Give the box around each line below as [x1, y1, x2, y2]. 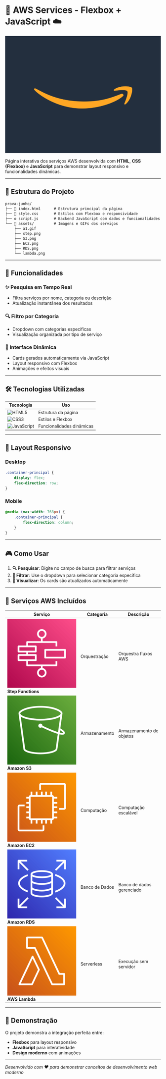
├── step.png [14, 231, 41, 236]
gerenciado [118, 887, 142, 893]
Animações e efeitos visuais [12, 366, 70, 372]
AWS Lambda [7, 996, 36, 1002]
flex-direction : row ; [14, 481, 58, 486]
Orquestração [81, 653, 109, 659]
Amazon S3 [7, 765, 32, 771]
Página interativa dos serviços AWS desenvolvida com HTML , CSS [5, 158, 141, 164]
